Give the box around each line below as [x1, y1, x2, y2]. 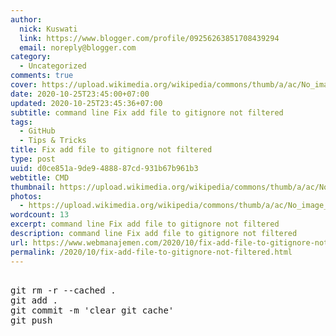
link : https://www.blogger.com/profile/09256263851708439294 [19, 33, 280, 43]
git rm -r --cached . [10, 284, 117, 296]
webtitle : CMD [10, 172, 70, 183]
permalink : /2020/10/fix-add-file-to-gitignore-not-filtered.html [10, 247, 293, 257]
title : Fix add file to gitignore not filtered [10, 145, 213, 155]
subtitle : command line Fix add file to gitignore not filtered [10, 107, 284, 118]
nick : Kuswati [19, 24, 78, 34]
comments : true [10, 71, 74, 81]
